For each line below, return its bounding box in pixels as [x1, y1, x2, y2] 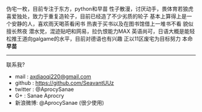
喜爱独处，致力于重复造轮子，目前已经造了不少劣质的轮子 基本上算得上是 [6, 13, 187, 20]
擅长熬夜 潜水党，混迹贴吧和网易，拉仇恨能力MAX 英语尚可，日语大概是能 [6, 28, 190, 35]
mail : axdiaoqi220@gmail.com [14, 73, 91, 80]
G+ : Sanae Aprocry [14, 92, 64, 99]
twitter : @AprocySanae [14, 86, 74, 93]
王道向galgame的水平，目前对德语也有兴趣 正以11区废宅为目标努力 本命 [16, 35, 193, 42]
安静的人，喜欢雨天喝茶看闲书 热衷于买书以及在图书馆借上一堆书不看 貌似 [11, 20, 194, 27]
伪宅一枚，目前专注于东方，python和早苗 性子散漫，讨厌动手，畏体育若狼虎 [6, 5, 194, 12]
